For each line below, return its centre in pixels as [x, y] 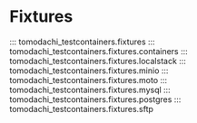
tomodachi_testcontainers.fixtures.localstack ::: [98, 61]
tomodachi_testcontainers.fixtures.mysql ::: [90, 90]
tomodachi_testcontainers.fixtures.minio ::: [89, 71]
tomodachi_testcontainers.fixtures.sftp [82, 109]
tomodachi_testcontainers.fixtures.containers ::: [98, 51]
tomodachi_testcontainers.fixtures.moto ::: [89, 80]
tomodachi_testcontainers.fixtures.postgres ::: [95, 99]
